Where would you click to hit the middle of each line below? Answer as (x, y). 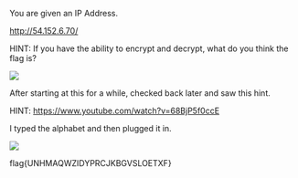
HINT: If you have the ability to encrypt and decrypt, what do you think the (149, 48)
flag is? (23, 58)
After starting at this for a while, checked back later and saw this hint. (140, 93)
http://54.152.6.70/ (44, 31)
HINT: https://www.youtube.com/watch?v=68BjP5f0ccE (115, 110)
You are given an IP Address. (64, 13)
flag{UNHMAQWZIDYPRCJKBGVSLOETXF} (90, 163)
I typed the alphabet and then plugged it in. (90, 128)
